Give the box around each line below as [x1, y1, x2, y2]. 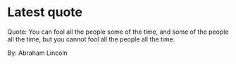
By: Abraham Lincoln [7, 49, 68, 57]
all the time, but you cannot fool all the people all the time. [7, 34, 175, 43]
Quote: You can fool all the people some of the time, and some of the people [7, 27, 229, 36]
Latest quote [7, 4, 83, 20]
